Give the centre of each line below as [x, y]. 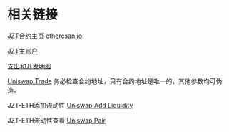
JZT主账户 [22, 51]
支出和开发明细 [29, 66]
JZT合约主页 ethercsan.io [45, 36]
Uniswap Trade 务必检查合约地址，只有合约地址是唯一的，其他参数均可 [112, 81]
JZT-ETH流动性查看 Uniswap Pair [56, 120]
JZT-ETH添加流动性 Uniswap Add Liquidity [70, 105]
